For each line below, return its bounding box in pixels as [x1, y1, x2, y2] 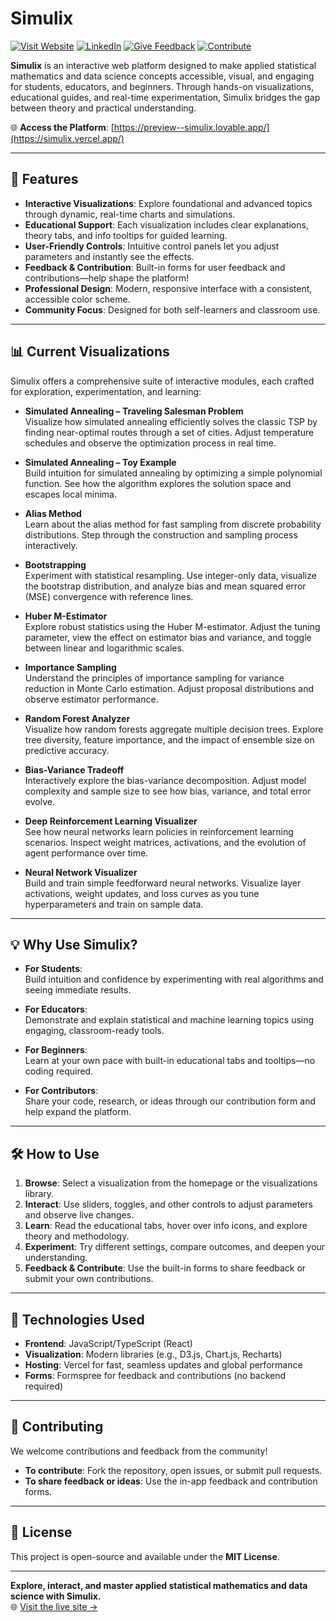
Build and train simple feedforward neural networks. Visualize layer [24, 877, 302, 889]
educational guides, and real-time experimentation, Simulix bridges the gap [10, 91, 321, 103]
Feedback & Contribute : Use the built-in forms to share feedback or [24, 1262, 307, 1274]
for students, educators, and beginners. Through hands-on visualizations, [10, 80, 315, 92]
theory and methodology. [24, 1230, 130, 1242]
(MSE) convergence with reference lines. [24, 590, 194, 602]
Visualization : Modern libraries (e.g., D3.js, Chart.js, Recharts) [24, 1348, 283, 1360]
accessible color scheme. [24, 293, 131, 305]
